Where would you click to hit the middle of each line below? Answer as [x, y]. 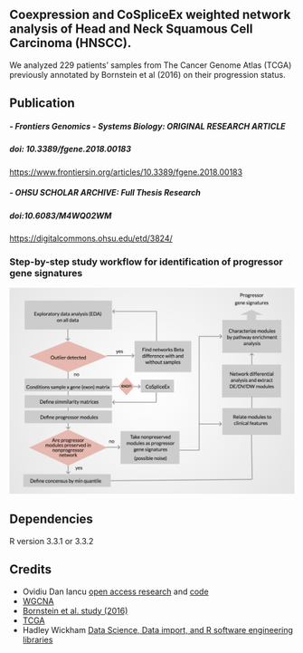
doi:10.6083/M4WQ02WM [61, 216]
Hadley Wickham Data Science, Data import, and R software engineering [158, 629]
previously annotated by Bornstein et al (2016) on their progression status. [148, 74]
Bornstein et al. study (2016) [75, 610]
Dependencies [51, 519]
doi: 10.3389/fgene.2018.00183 [70, 149]
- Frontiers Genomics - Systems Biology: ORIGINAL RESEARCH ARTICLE [148, 126]
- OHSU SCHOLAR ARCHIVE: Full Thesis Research [105, 193]
